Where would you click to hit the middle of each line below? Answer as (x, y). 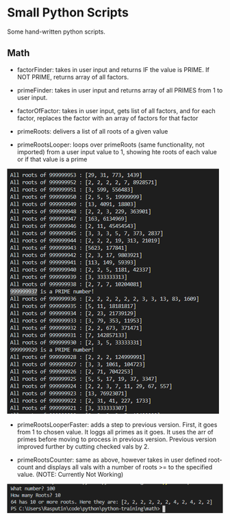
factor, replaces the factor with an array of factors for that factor (107, 118)
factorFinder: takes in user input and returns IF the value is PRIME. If (113, 69)
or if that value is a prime (52, 159)
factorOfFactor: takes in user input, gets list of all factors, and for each (116, 110)
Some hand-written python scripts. (56, 32)
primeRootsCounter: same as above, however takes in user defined (112, 460)
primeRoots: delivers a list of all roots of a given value (92, 131)
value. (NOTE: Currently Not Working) (70, 474)
